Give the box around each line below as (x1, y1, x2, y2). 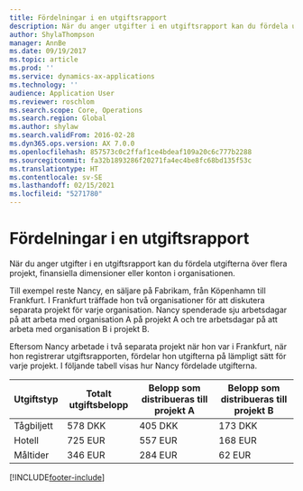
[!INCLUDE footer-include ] (9, 471, 106, 483)
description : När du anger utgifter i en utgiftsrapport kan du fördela (9, 22, 289, 31)
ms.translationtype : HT (9, 164, 99, 173)
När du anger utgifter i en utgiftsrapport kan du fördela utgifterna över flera (9, 258, 288, 269)
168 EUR (218, 434, 257, 447)
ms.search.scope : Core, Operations (9, 106, 143, 115)
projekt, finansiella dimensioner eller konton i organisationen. (9, 267, 236, 278)
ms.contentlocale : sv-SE (9, 172, 103, 181)
